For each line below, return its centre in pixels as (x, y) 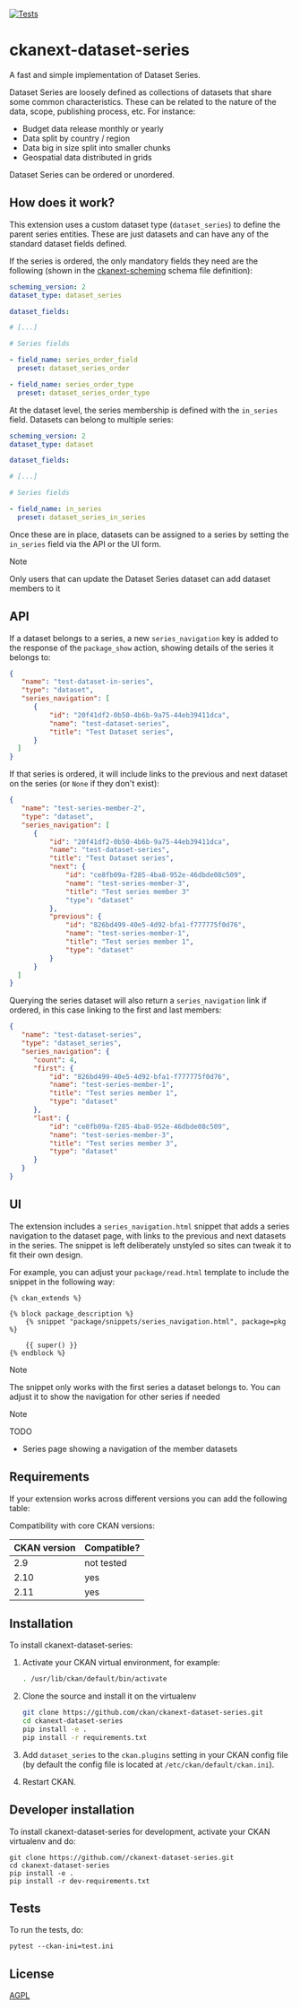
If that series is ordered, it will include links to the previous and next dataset (149, 774)
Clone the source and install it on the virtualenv (109, 1696)
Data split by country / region (76, 138)
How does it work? (62, 203)
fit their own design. (46, 1255)
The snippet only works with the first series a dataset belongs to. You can (145, 1387)
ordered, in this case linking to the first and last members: (116, 1010)
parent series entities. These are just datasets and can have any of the (139, 234)
